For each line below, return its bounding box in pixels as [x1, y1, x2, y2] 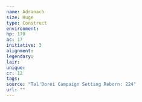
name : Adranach [6, 8, 45, 15]
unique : [6, 64, 26, 71]
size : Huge [6, 14, 34, 20]
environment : [6, 25, 39, 32]
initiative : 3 [6, 43, 42, 49]
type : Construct [6, 20, 47, 26]
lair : [6, 59, 20, 65]
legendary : [6, 53, 34, 59]
